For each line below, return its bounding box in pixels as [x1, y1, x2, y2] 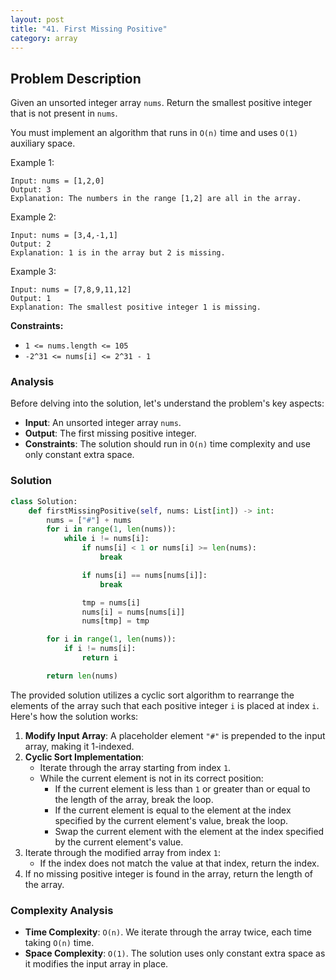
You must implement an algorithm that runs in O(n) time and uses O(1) [10, 127, 298, 139]
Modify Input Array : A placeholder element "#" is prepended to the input [24, 729, 326, 741]
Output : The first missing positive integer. [24, 427, 197, 440]
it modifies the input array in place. [24, 958, 169, 970]
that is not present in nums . [10, 107, 118, 120]
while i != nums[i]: [63, 534, 150, 544]
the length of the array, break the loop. [54, 793, 214, 805]
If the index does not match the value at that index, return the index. [39, 857, 320, 869]
